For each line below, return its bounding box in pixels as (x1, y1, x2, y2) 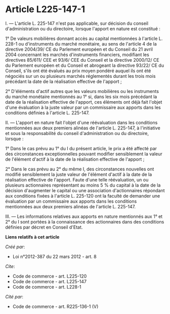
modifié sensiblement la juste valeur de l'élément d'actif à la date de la (5, 171, 152, 177)
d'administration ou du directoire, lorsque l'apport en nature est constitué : (5, 25, 161, 31)
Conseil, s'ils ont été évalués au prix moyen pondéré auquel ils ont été (5, 67, 151, 74)
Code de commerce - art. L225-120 (12, 273, 87, 279)
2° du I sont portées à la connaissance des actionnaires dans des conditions (5, 218, 164, 225)
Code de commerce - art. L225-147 (12, 278, 87, 284)
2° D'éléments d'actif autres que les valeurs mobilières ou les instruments (5, 88, 159, 94)
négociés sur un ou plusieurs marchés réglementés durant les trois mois (5, 73, 156, 79)
